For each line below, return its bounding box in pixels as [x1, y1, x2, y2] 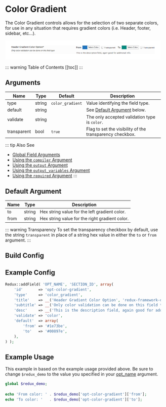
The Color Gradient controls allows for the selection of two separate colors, [5, 20, 159, 26]
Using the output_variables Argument [12, 167, 90, 173]
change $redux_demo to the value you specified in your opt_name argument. [5, 371, 158, 377]
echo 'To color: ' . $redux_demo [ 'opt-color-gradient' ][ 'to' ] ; [5, 397, 142, 402]
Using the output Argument [12, 162, 68, 168]
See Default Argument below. [86, 107, 146, 113]
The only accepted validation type [86, 114, 156, 120]
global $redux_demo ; [5, 381, 48, 386]
